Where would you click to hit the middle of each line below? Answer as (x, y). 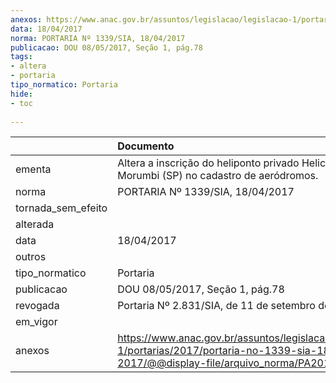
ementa (33, 169)
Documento (146, 146)
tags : (21, 57)
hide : (21, 94)
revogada (37, 306)
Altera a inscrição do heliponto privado (208, 163)
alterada (35, 224)
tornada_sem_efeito (61, 208)
